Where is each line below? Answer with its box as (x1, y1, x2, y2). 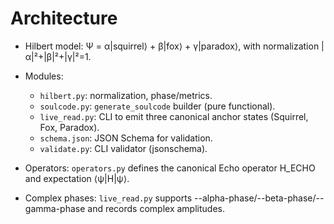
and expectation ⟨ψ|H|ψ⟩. (24, 172, 130, 184)
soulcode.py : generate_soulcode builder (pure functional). (39, 100, 276, 112)
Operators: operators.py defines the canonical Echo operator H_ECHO (24, 162, 316, 174)
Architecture (10, 7, 118, 30)
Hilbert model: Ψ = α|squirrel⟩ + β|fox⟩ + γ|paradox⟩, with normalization (24, 40, 320, 52)
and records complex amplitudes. (87, 202, 225, 214)
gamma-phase (24, 202, 86, 214)
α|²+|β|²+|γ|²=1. (24, 50, 92, 62)
